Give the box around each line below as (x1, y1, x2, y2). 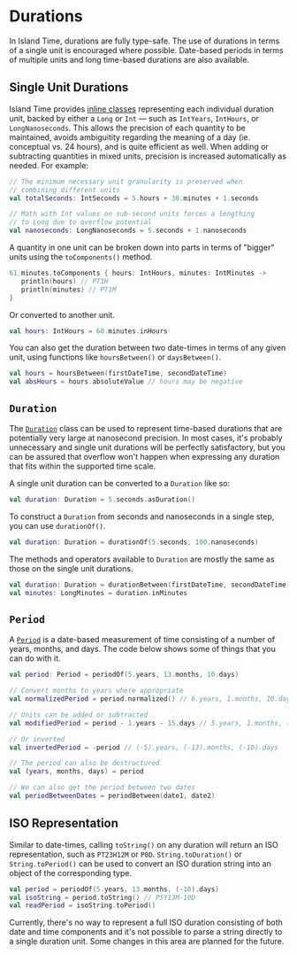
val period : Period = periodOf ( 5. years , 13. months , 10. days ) (9, 671, 240, 679)
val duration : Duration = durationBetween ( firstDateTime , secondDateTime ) (9, 580, 291, 589)
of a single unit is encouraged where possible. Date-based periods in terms (9, 44, 285, 55)
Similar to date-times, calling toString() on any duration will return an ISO (9, 839, 278, 850)
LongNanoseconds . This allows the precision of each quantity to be (9, 122, 246, 133)
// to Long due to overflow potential (9, 218, 152, 227)
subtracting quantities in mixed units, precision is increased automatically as (9, 151, 287, 161)
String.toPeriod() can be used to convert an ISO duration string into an (9, 858, 271, 869)
